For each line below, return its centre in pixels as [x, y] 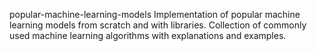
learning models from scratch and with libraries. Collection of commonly [158, 25]
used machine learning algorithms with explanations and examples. [148, 35]
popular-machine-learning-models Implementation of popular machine [155, 14]
